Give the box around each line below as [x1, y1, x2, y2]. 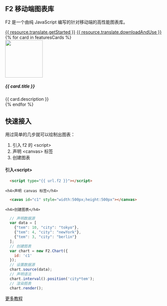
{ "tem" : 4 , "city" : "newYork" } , [14, 230, 81, 235]
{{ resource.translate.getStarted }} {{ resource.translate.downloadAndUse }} [5, 29, 162, 35]
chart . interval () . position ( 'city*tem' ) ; [9, 276, 95, 281]
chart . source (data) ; [9, 267, 52, 272]
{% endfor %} [5, 101, 34, 107]
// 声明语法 [9, 272, 31, 277]
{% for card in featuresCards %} [5, 34, 72, 40]
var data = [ [9, 220, 37, 225]
